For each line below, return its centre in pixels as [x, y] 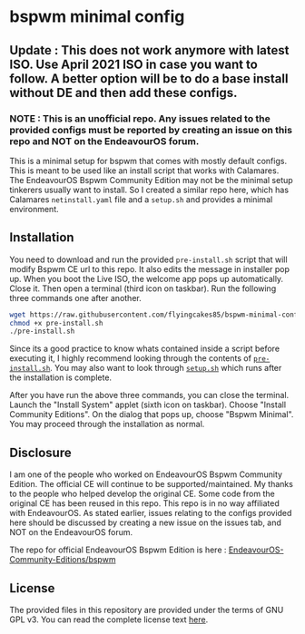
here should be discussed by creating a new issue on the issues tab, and [145, 522]
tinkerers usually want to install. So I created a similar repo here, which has [149, 190]
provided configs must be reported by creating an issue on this [151, 130]
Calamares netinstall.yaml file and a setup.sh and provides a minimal [141, 199]
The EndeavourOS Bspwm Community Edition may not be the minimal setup [151, 180]
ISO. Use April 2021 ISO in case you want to [134, 64]
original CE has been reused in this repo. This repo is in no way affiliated [144, 503]
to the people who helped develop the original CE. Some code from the [142, 494]
